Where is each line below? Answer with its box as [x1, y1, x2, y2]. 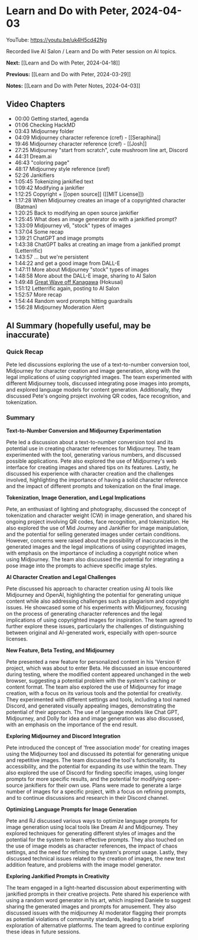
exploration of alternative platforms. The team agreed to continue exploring [6, 922, 189, 929]
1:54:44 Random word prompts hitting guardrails [14, 297, 133, 304]
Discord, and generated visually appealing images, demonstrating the [6, 702, 176, 709]
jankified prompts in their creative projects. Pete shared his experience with [6, 890, 190, 897]
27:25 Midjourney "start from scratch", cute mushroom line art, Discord [14, 146, 188, 153]
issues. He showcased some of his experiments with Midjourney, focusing [6, 603, 187, 610]
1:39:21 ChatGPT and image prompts [14, 234, 104, 241]
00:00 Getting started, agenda [14, 115, 89, 122]
